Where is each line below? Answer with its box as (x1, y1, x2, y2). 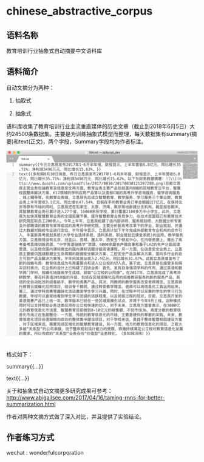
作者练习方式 (6, 432, 55, 443)
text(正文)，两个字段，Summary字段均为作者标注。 (19, 138, 147, 145)
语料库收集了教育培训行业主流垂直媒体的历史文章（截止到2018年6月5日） (6, 123, 190, 130)
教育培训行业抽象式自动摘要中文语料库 (6, 47, 102, 54)
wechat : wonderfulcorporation (6, 449, 84, 456)
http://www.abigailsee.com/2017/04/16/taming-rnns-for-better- (6, 393, 165, 401)
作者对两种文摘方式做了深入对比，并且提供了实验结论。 (6, 413, 144, 420)
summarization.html (6, 400, 56, 407)
